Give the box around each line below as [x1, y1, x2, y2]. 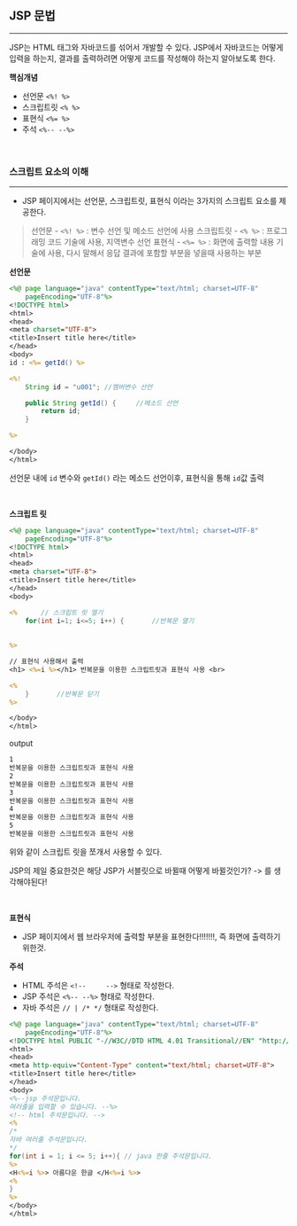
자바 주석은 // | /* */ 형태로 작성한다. [21, 1002, 159, 1012]
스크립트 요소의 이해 [9, 165, 89, 177]
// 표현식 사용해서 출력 [9, 657, 84, 667]
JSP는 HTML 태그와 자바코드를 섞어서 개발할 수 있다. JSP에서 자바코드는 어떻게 [9, 42, 284, 52]
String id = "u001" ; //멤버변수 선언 [25, 382, 153, 392]
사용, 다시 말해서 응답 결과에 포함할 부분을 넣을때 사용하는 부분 [47, 247, 263, 259]
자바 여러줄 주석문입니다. [9, 1136, 88, 1144]
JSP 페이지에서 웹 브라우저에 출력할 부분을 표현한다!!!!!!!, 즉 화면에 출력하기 [21, 931, 281, 941]
